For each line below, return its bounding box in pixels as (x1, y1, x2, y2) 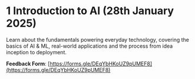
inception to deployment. (6, 48, 67, 55)
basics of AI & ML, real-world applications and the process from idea (6, 42, 173, 50)
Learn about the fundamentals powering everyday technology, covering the (6, 36, 190, 43)
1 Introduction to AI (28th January (6, 4, 174, 18)
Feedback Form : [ (6, 60, 50, 67)
